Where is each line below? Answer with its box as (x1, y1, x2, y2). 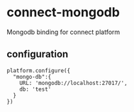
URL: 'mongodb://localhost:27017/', (19, 79, 128, 86)
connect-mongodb (6, 4, 120, 21)
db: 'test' (19, 86, 52, 93)
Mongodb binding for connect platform (6, 28, 121, 36)
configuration (6, 48, 69, 60)
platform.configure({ (6, 67, 71, 74)
